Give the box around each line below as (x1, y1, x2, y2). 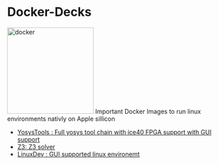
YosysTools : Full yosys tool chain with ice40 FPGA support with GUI (17, 128, 212, 136)
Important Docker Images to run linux (95, 107, 202, 115)
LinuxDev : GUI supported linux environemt (17, 150, 140, 158)
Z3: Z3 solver (17, 142, 55, 151)
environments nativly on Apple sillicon (7, 115, 115, 123)
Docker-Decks (7, 4, 92, 20)
